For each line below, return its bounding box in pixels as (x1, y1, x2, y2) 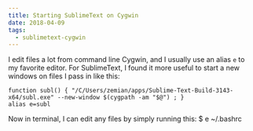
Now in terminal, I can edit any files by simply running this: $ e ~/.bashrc (8, 115, 242, 124)
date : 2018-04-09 (8, 19, 65, 27)
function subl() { (8, 87, 68, 95)
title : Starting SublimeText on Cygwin (8, 11, 139, 20)
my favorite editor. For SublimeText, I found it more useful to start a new (8, 64, 240, 73)
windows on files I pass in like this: (8, 71, 120, 81)
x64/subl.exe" (8, 93, 55, 102)
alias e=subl (8, 100, 51, 108)
